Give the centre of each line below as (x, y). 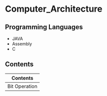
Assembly (22, 44)
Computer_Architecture (54, 9)
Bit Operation (23, 86)
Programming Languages (44, 27)
